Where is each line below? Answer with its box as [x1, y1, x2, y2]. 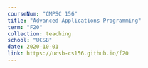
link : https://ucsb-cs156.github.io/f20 [7, 50, 129, 57]
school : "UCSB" [7, 37, 53, 44]
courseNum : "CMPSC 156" [7, 10, 78, 18]
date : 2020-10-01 [7, 43, 59, 50]
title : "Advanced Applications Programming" [7, 17, 142, 24]
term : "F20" [7, 23, 43, 30]
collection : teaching [7, 30, 72, 38]
